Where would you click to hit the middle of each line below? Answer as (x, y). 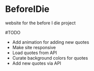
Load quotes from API (34, 53)
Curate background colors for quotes (50, 58)
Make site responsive (34, 47)
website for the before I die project (40, 23)
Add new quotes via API (37, 63)
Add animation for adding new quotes (51, 42)
